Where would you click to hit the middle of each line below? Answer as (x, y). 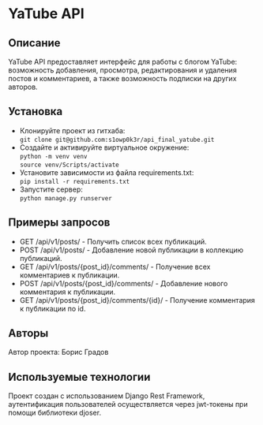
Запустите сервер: (51, 189)
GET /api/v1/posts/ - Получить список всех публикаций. (113, 241)
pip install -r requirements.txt (75, 181)
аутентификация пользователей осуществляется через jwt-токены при (128, 404)
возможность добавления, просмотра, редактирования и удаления (122, 70)
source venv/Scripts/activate (70, 165)
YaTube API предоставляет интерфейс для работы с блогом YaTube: (123, 62)
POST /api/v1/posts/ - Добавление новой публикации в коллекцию (131, 250)
